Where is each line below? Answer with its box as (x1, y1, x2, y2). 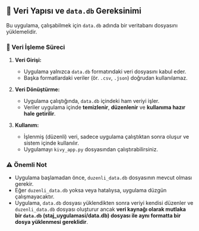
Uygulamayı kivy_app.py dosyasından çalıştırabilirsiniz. (23, 146, 159, 153)
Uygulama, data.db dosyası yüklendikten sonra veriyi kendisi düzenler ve (14, 199, 194, 207)
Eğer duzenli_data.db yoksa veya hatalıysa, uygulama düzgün (14, 187, 167, 194)
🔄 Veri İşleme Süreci (6, 43, 65, 51)
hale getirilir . (23, 110, 56, 117)
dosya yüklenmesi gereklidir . (14, 218, 88, 226)
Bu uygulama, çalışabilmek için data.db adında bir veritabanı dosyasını (6, 21, 178, 29)
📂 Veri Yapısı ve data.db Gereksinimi (6, 6, 141, 16)
